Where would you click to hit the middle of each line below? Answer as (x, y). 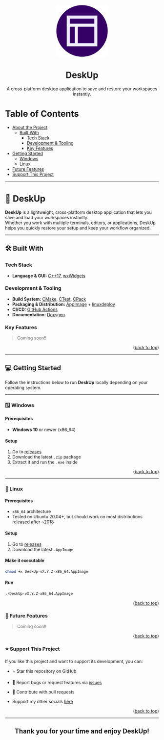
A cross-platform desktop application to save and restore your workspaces (82, 89)
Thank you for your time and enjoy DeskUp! (82, 731)
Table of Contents (42, 114)
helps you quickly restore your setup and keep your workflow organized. (78, 228)
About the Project (30, 127)
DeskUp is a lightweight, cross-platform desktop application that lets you (79, 212)
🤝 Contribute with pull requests (43, 692)
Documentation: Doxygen (38, 314)
